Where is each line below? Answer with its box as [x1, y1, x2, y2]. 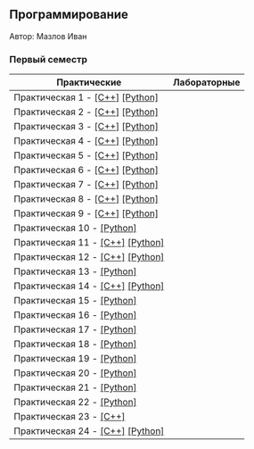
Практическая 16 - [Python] [13, 309, 137, 321]
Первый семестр [9, 53, 87, 65]
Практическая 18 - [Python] [13, 338, 137, 351]
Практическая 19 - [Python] [13, 353, 137, 365]
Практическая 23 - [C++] [13, 411, 126, 423]
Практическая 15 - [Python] [13, 295, 137, 307]
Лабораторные [172, 76, 241, 88]
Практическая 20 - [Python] [13, 367, 137, 379]
